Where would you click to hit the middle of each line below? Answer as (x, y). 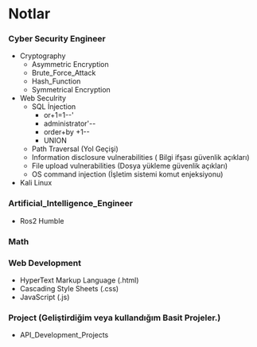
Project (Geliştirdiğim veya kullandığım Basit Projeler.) (115, 318)
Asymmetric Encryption (70, 64)
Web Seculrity (43, 98)
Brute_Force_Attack (64, 73)
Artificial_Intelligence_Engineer (71, 204)
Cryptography (43, 56)
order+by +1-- (66, 132)
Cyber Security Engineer (57, 39)
